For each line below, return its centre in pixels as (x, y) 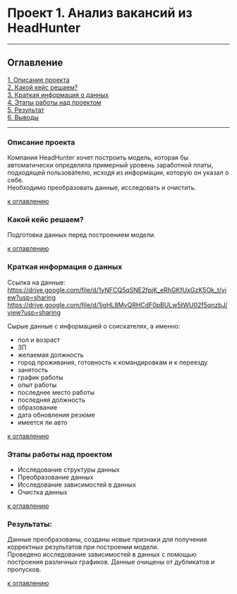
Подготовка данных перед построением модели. (82, 235)
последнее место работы (56, 392)
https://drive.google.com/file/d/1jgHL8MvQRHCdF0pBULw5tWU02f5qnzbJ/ (117, 304)
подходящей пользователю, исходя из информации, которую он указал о (118, 173)
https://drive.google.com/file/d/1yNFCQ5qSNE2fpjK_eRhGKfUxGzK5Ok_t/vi (117, 290)
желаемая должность (50, 355)
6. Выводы (23, 117)
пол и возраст (38, 340)
